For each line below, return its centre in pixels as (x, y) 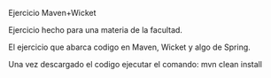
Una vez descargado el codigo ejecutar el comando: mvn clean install (135, 64)
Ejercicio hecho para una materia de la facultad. (96, 30)
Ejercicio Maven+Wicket (52, 13)
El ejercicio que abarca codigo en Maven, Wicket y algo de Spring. (130, 47)
